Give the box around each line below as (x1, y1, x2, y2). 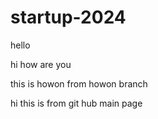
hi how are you (10, 58, 72, 70)
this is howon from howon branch (10, 77, 148, 90)
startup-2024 (10, 6, 127, 29)
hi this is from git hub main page (10, 97, 143, 109)
